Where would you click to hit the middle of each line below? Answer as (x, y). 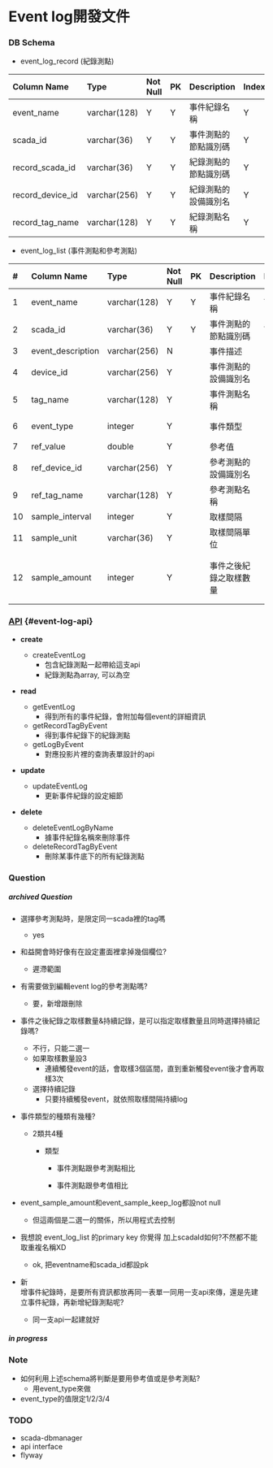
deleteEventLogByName (73, 827)
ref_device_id (57, 468)
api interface (41, 1447)
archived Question (41, 897)
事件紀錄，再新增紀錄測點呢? (76, 1302)
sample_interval (61, 517)
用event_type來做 (61, 1389)
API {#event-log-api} (51, 621)
